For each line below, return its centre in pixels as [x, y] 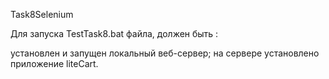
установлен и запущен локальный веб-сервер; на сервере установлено [165, 53]
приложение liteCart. [54, 63]
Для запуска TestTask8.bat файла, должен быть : [114, 33]
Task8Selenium [42, 14]
